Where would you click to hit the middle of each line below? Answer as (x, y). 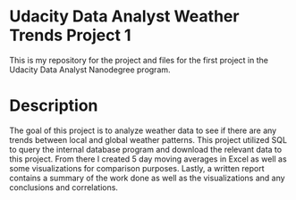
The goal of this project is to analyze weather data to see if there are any (143, 130)
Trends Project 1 (70, 35)
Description (54, 106)
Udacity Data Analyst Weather (124, 17)
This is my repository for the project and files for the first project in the (139, 60)
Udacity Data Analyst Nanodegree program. (90, 70)
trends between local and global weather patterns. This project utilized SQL (148, 139)
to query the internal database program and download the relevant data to (146, 149)
